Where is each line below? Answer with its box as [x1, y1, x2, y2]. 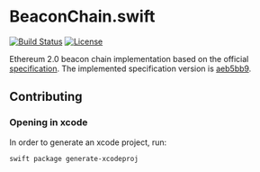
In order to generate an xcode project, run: [9, 137, 167, 148]
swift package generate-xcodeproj [9, 154, 139, 163]
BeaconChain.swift [9, 6, 156, 27]
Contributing [9, 89, 83, 104]
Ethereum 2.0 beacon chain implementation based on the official [9, 53, 249, 64]
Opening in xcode [9, 116, 88, 129]
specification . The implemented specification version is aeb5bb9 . [9, 63, 252, 74]
